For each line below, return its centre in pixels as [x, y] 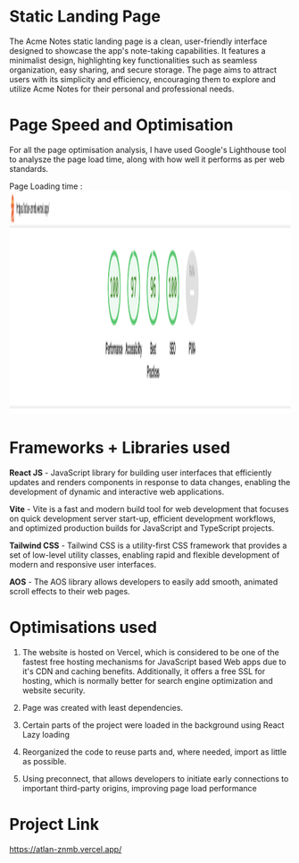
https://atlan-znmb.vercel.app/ [66, 849]
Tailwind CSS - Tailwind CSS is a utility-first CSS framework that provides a [148, 545]
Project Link [54, 824]
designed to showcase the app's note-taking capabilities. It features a [137, 50]
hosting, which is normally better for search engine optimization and [148, 680]
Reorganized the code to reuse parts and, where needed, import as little [154, 752]
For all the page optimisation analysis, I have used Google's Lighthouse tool [148, 150]
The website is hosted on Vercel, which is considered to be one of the [150, 652]
